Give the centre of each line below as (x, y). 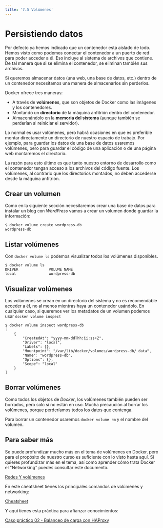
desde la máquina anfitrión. (32, 178)
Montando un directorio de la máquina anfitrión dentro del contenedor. (83, 112)
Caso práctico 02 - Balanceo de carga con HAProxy (57, 520)
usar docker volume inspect (33, 316)
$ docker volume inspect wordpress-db (44, 325)
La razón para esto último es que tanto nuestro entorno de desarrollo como (81, 163)
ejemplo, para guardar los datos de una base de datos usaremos (70, 143)
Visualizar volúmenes (39, 289)
